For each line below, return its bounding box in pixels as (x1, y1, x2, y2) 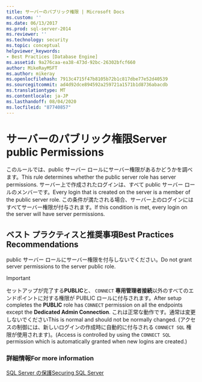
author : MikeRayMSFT (6, 65, 58, 71)
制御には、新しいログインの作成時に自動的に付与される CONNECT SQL (16, 323, 185, 331)
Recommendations (6, 239, 79, 249)
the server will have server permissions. (6, 211, 105, 218)
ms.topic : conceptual (6, 43, 61, 49)
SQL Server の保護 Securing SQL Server (6, 369, 104, 376)
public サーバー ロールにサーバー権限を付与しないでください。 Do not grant (6, 256, 192, 263)
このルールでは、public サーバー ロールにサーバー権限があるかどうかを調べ (6, 166, 193, 173)
